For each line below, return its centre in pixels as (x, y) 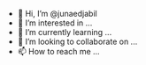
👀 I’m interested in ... (55, 23)
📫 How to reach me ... (58, 51)
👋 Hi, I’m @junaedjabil (57, 14)
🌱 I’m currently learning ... (65, 32)
